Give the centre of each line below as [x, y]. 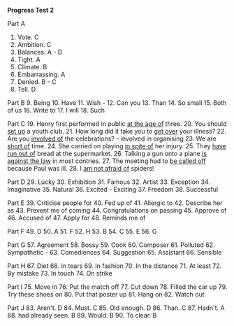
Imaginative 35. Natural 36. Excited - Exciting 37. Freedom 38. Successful [113, 189]
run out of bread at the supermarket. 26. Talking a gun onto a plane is [107, 154]
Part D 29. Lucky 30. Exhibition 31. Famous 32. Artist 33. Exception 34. [109, 182]
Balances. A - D [40, 52]
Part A [16, 23]
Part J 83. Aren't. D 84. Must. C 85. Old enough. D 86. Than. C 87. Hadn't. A [116, 308]
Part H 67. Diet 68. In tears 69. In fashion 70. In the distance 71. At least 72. [115, 266]
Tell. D [27, 89]
